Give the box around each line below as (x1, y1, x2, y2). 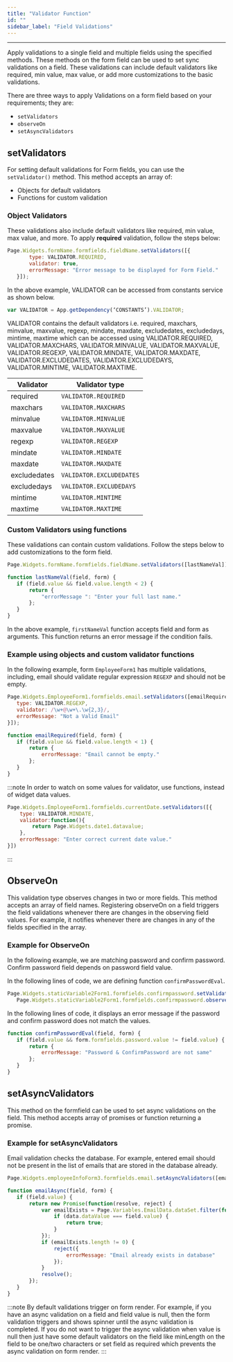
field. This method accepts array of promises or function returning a (7, 1113, 202, 1121)
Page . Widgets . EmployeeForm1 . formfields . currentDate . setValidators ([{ (7, 803, 213, 811)
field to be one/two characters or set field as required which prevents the (7, 1339, 216, 1348)
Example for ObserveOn (7, 940, 90, 950)
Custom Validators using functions (7, 525, 127, 534)
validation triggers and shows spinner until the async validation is (7, 1318, 194, 1326)
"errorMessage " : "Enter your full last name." (41, 593, 182, 600)
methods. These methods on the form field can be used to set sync (7, 56, 200, 64)
